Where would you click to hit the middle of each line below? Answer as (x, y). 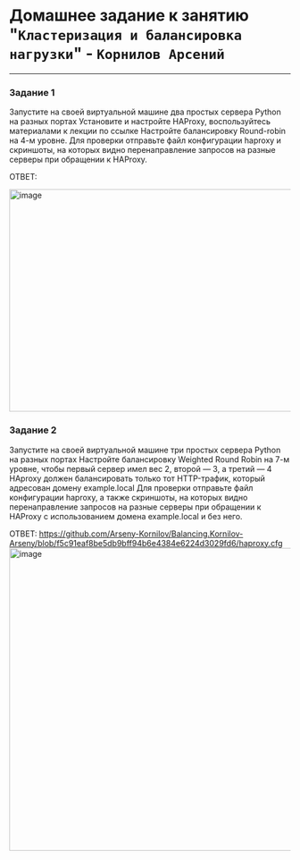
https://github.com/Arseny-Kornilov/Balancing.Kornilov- (141, 534)
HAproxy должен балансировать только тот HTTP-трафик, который (137, 478)
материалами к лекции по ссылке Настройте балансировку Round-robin (148, 131)
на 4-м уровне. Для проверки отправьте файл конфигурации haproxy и (145, 140)
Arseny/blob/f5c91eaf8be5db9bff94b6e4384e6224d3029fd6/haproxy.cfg (146, 543)
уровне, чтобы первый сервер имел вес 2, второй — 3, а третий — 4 (141, 468)
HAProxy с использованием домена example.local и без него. (126, 516)
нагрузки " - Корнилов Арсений (117, 54)
